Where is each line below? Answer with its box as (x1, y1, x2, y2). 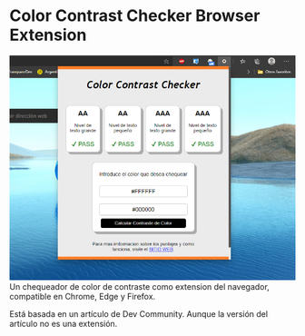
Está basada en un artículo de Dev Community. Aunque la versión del (9, 308, 269, 319)
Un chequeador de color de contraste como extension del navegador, (9, 281, 270, 292)
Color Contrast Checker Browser (9, 5, 261, 26)
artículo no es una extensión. (9, 318, 118, 329)
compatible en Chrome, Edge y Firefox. (9, 291, 156, 301)
